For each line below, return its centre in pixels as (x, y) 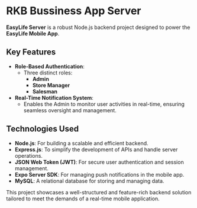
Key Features (31, 52)
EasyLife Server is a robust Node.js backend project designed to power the (98, 27)
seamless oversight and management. (70, 110)
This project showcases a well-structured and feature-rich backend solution (99, 192)
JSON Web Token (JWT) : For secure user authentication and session (99, 162)
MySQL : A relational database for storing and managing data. (89, 181)
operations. (29, 155)
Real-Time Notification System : (54, 97)
